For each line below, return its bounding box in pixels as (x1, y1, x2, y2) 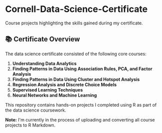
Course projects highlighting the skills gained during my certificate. (5, 20, 143, 26)
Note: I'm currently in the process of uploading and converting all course (5, 117, 155, 123)
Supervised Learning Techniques (12, 87, 83, 93)
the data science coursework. (5, 107, 66, 113)
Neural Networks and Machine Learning (12, 92, 97, 98)
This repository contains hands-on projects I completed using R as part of (5, 102, 157, 108)
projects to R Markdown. (5, 122, 56, 128)
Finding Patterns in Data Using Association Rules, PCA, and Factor (12, 66, 153, 72)
